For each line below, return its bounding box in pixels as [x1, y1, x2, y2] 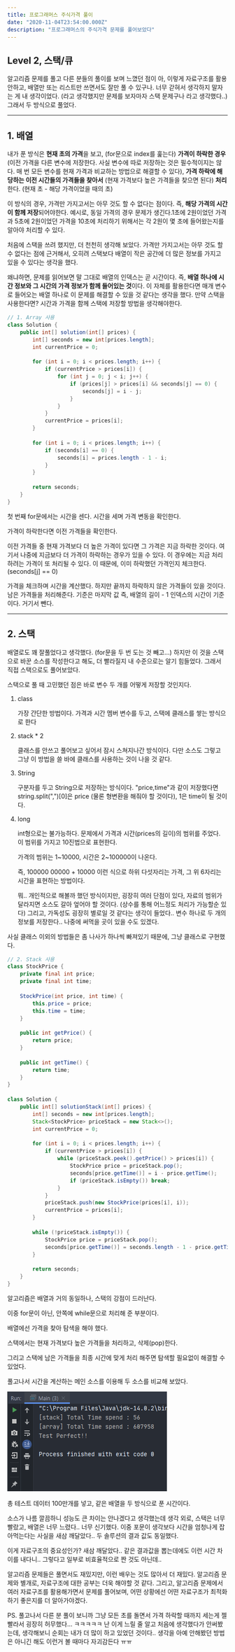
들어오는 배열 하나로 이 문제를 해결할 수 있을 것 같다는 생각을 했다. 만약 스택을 [14, 290, 225, 299]
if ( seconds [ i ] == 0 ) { [44, 446, 114, 454]
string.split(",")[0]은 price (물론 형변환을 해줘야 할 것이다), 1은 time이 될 [17, 791, 215, 800]
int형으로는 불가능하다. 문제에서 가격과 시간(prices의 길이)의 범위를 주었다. [17, 829, 221, 838]
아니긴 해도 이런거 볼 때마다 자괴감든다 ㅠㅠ [14, 1637, 133, 1646]
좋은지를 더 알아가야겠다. [20, 1596, 88, 1604]
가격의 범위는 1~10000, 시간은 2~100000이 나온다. [17, 852, 157, 861]
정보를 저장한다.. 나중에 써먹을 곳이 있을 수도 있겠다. [17, 917, 159, 926]
